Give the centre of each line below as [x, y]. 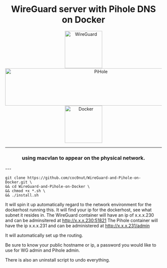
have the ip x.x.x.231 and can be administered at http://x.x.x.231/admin [78, 226]
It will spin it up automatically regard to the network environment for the [78, 205]
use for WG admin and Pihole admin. [43, 251]
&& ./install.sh [22, 195]
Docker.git [16, 182]
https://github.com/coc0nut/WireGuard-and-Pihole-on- [84, 178]
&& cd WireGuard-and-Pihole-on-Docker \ [48, 187]
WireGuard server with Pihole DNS [83, 9]
